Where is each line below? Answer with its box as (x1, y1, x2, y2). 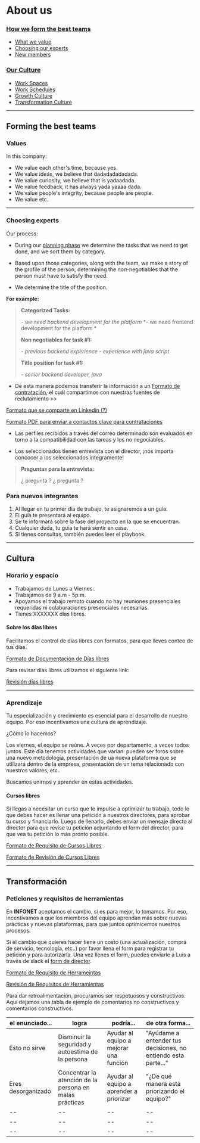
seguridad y (58, 1040, 92, 1049)
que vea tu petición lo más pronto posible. (6, 831, 110, 838)
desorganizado (9, 1087, 52, 1095)
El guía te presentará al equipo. (14, 512, 91, 519)
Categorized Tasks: (20, 306, 70, 313)
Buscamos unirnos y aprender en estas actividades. (6, 778, 134, 785)
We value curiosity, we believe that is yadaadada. (14, 177, 136, 184)
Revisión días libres (6, 678, 54, 685)
